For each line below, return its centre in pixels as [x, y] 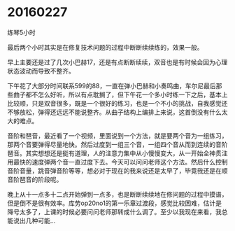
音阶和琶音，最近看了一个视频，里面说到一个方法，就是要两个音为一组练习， [117, 135]
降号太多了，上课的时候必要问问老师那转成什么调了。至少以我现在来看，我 [114, 211]
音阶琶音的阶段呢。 [35, 179]
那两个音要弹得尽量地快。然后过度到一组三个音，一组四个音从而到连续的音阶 [117, 144]
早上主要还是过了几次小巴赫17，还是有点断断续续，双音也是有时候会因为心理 [117, 62]
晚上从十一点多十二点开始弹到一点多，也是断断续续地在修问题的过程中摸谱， [117, 194]
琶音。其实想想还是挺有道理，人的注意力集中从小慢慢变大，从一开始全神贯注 [117, 153]
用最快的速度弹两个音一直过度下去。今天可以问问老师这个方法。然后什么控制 [117, 162]
